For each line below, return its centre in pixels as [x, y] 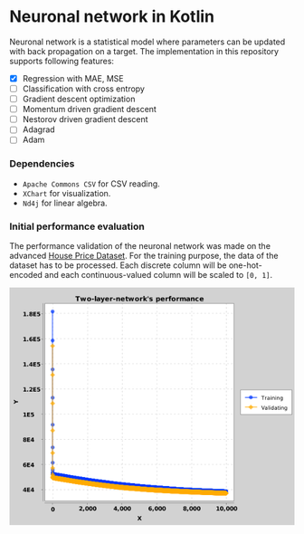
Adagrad [39, 129]
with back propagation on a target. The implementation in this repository [144, 51]
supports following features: [62, 61]
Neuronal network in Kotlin [112, 17]
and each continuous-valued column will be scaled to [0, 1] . [159, 274]
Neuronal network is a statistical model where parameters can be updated [147, 42]
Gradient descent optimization [79, 99]
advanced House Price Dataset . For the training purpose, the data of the [144, 255]
